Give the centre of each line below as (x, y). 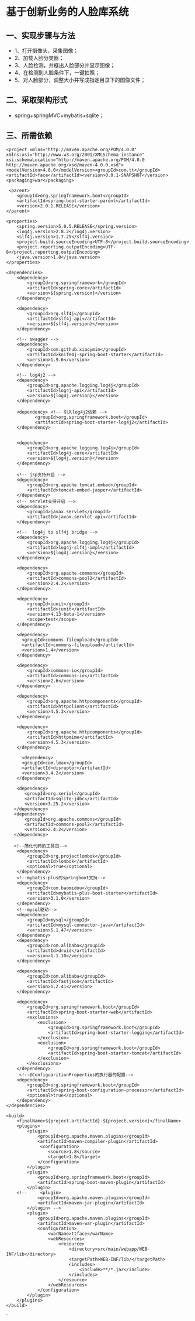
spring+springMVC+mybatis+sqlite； (59, 115)
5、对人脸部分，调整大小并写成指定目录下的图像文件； (80, 80)
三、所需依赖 (29, 136)
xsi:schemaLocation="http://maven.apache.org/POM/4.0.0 (75, 160)
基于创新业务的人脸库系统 (68, 12)
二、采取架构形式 (37, 100)
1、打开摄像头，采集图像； (46, 51)
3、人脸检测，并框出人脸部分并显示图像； (65, 65)
